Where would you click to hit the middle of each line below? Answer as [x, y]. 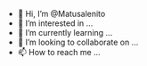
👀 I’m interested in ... [55, 23]
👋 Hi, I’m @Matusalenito [61, 14]
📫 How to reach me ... [59, 52]
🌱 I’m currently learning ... [65, 33]
